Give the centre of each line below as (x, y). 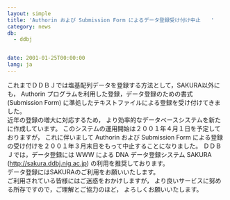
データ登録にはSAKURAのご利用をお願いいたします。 (83, 172)
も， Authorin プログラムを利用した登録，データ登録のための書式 (100, 94)
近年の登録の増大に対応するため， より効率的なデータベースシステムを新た (114, 119)
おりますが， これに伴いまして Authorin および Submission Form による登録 (115, 137)
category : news (29, 26)
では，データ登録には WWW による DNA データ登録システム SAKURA (112, 154)
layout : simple (29, 14)
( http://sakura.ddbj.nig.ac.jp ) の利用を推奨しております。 (88, 163)
